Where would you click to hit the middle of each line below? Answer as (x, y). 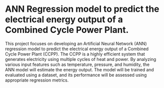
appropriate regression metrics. (37, 80)
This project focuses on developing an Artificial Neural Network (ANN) (76, 43)
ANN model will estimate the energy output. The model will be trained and (80, 69)
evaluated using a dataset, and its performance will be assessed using (76, 75)
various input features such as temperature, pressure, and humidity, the (77, 64)
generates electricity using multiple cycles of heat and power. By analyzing (81, 59)
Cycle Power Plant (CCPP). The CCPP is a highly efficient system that (75, 54)
